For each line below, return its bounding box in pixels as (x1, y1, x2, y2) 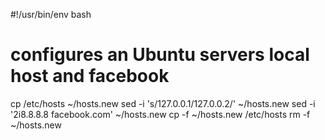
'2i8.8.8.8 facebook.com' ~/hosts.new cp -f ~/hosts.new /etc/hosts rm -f (10, 108, 311, 120)
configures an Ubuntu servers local (10, 44, 310, 66)
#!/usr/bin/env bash (10, 9, 92, 20)
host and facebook (10, 65, 170, 88)
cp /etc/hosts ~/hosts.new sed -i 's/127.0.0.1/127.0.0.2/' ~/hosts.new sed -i (10, 97, 316, 109)
